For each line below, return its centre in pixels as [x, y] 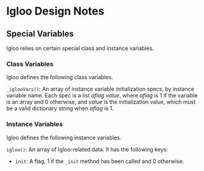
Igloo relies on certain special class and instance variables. [80, 48]
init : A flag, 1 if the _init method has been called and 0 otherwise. [100, 161]
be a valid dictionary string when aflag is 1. [60, 108]
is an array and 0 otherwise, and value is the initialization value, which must [101, 102]
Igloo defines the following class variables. [60, 77]
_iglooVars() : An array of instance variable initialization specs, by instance [100, 89]
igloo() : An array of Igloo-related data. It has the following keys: [87, 149]
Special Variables [40, 34]
